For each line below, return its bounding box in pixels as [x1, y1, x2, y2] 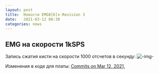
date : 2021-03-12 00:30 [5, 17, 60, 22]
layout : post [5, 7, 33, 13]
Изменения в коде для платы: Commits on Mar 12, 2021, [5, 63, 125, 69]
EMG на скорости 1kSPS [5, 40, 85, 48]
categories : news [5, 21, 42, 27]
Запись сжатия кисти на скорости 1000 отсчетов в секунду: [5, 53, 136, 59]
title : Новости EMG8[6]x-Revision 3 [5, 12, 85, 17]
